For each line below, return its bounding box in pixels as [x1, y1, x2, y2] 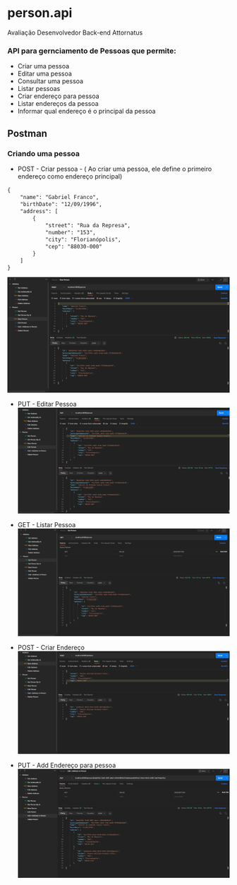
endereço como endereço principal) [17, 171, 123, 181]
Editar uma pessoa [17, 69, 73, 78]
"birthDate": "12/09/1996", [20, 200, 102, 207]
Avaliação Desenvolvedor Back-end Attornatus [7, 28, 143, 37]
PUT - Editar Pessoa [17, 399, 77, 408]
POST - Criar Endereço [17, 643, 85, 651]
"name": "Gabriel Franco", [20, 193, 99, 200]
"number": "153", [44, 229, 97, 236]
